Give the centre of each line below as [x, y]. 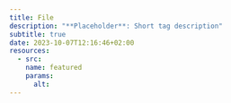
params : [40, 76]
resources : [30, 51]
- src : [30, 59]
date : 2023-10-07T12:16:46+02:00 [72, 43]
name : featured [54, 68]
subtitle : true [38, 34]
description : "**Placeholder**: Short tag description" [116, 26]
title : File [31, 17]
